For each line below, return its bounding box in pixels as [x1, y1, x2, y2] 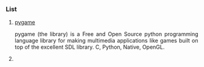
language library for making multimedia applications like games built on [14, 37, 199, 44]
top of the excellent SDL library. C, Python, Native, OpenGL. [14, 43, 165, 51]
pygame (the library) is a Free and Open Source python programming [14, 30, 199, 38]
